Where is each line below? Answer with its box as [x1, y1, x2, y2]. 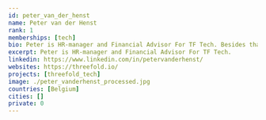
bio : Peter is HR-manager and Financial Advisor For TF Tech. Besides [8, 41, 246, 49]
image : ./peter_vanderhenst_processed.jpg [8, 77, 150, 85]
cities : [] [8, 92, 44, 100]
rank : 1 [8, 26, 34, 34]
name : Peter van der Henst [8, 19, 97, 27]
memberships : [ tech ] [8, 33, 77, 42]
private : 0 [8, 99, 44, 107]
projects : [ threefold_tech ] [8, 70, 101, 78]
